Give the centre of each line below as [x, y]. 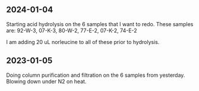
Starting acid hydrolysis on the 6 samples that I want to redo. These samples [100, 24]
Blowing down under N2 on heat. [46, 81]
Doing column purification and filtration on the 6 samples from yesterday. [96, 75]
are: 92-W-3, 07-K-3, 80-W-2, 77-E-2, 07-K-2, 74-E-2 [72, 30]
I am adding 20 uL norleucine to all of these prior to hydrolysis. [83, 42]
